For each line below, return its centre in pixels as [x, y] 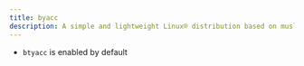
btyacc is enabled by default [75, 52]
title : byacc [34, 18]
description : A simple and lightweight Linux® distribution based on [143, 26]
